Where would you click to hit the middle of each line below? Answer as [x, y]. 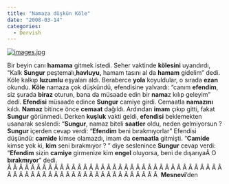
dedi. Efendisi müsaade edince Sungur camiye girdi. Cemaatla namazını [110, 102]
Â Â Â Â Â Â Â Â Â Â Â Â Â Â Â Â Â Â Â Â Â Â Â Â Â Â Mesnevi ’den [102, 175]
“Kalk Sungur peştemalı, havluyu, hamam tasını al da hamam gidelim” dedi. [113, 73]
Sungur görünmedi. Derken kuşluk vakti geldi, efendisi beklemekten [105, 117]
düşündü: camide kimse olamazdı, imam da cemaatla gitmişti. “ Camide [108, 139]
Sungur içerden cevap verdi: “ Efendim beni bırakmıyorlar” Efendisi [102, 131]
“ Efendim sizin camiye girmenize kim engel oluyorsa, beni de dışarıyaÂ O [112, 153]
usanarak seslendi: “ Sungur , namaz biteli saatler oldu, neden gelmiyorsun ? [115, 124]
